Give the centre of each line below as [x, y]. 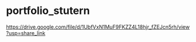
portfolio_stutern [48, 11]
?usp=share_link [26, 33]
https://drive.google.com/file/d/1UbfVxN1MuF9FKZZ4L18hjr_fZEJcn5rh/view [98, 27]
